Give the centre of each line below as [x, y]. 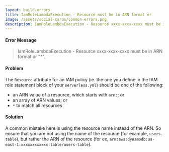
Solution [14, 117]
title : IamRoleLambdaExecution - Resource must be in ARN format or [78, 15]
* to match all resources [37, 105]
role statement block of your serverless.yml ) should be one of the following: [84, 85]
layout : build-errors [28, 10]
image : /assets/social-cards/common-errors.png [56, 19]
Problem [14, 68]
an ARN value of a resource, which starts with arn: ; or [68, 94]
